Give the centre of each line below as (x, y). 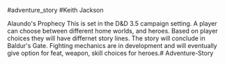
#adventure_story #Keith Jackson (56, 10)
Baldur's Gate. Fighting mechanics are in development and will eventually (112, 46)
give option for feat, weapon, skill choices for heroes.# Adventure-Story (110, 53)
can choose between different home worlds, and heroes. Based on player (113, 31)
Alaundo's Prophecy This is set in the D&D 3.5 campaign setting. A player (112, 23)
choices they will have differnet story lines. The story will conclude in (106, 38)
